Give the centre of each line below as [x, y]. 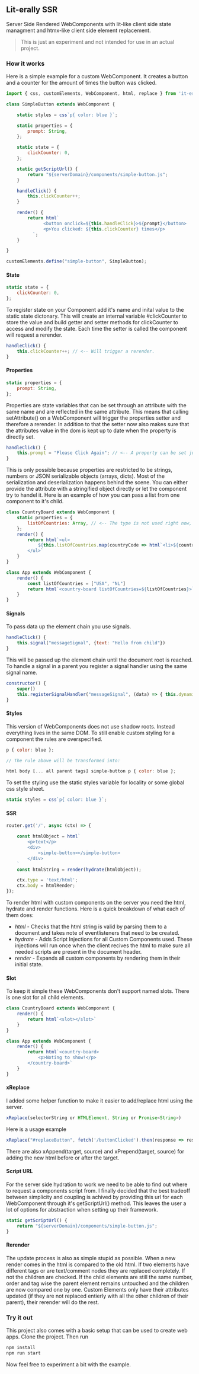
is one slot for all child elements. [45, 998]
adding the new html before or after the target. [63, 1158]
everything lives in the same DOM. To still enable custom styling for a [91, 733]
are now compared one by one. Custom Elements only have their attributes [97, 1289]
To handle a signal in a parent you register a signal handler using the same [97, 666]
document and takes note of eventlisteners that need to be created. [97, 933]
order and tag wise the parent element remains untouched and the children [98, 1283]
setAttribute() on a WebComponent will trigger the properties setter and [94, 418]
